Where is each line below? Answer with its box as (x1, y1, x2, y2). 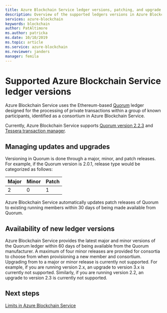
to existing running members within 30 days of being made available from (5, 205, 156, 211)
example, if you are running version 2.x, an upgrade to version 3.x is (5, 264, 145, 270)
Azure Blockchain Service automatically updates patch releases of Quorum (5, 199, 159, 205)
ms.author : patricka (5, 30, 48, 35)
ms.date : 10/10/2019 (5, 35, 48, 40)
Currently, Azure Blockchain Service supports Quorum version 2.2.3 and (5, 123, 153, 129)
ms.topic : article (5, 40, 43, 45)
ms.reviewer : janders (5, 49, 50, 54)
